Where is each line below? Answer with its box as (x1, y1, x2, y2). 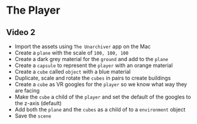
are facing (14, 87, 40, 94)
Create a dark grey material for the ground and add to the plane (14, 56, 169, 62)
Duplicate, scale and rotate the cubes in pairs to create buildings (14, 75, 171, 81)
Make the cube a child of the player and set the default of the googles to (14, 93, 191, 100)
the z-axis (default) (14, 100, 62, 107)
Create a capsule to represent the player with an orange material (14, 62, 173, 69)
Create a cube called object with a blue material (14, 68, 131, 75)
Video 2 (6, 27, 36, 37)
